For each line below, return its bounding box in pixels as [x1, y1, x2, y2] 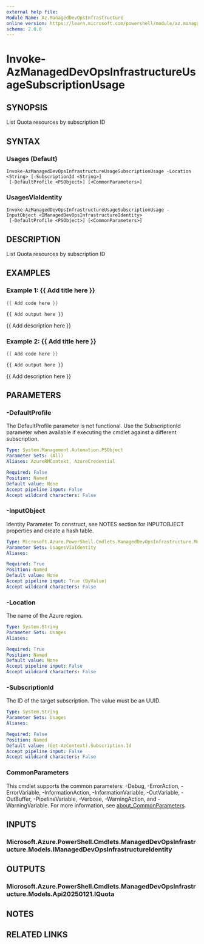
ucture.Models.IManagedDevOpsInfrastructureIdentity [6, 845, 172, 854]
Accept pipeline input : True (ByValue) [6, 578, 107, 584]
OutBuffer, [6, 795, 32, 803]
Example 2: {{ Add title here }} [6, 337, 97, 345]
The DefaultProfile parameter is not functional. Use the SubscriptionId [6, 422, 181, 430]
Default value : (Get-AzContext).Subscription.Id [6, 742, 132, 749]
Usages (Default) [6, 154, 58, 163]
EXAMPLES [6, 268, 50, 278]
